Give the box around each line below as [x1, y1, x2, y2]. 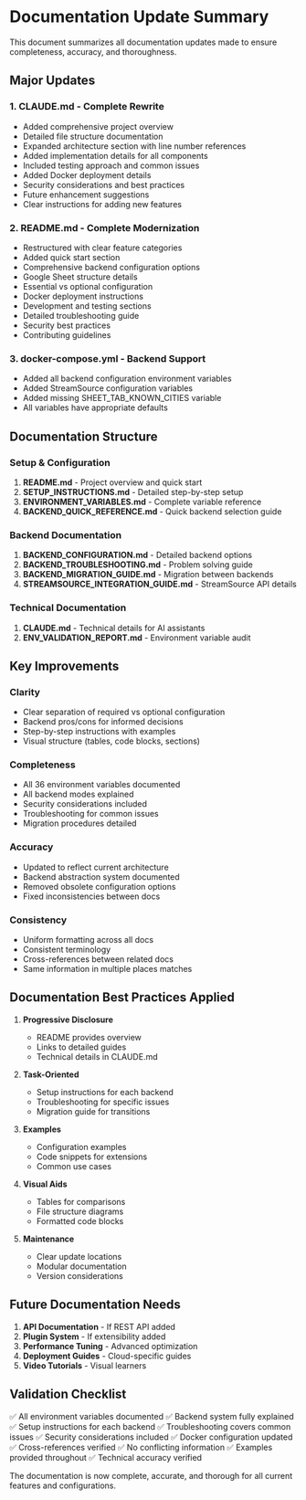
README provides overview [36, 1031, 142, 1042]
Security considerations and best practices [22, 179, 185, 190]
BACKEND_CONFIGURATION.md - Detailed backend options [22, 550, 253, 561]
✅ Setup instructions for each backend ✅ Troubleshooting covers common [9, 1421, 291, 1431]
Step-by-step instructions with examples [22, 726, 176, 737]
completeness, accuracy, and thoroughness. [9, 46, 177, 57]
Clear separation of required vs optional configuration [22, 706, 226, 718]
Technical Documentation [9, 601, 127, 614]
